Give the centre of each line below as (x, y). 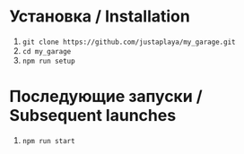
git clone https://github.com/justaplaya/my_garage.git (129, 42)
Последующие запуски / (106, 97)
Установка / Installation (100, 17)
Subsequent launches (93, 116)
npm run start (48, 141)
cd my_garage (47, 51)
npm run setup (48, 61)
